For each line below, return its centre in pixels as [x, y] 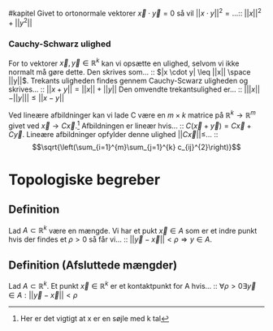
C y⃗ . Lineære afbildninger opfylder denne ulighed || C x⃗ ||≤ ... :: [113, 134]
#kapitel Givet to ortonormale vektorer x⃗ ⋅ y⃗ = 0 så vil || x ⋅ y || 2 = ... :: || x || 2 [135, 13]
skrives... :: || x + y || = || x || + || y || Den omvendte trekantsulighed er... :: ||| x [132, 89]
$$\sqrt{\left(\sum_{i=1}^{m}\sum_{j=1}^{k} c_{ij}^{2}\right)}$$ [136, 147]
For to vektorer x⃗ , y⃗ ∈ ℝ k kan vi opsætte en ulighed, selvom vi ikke [124, 62]
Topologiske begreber [84, 180]
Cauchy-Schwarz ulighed [60, 44]
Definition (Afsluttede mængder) [93, 265]
